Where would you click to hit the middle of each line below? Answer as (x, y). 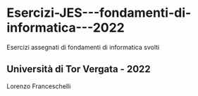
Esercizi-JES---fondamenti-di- (99, 13)
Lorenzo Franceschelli (39, 86)
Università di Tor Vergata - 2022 (79, 69)
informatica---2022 (66, 28)
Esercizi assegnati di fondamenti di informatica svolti (83, 47)
